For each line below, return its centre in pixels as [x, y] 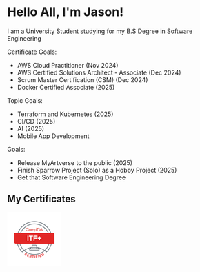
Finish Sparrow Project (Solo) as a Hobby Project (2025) [97, 170]
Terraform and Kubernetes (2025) [65, 114]
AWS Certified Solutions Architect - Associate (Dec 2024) [99, 72]
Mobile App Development [53, 136]
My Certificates [41, 199]
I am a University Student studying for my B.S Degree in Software [100, 31]
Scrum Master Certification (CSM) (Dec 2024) [82, 79]
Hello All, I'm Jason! [66, 12]
